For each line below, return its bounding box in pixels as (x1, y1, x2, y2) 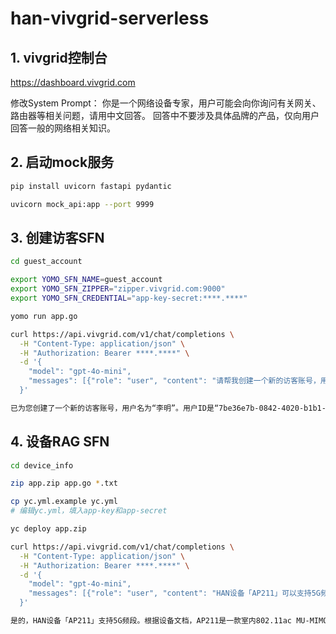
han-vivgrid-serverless (10, 7, 210, 30)
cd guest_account (10, 257, 83, 267)
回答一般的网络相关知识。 (10, 122, 116, 134)
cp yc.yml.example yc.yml (10, 497, 118, 507)
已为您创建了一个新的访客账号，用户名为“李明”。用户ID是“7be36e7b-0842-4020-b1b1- (10, 403, 327, 413)
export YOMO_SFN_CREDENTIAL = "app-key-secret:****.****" (10, 293, 248, 303)
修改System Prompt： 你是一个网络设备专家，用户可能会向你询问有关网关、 (10, 97, 322, 109)
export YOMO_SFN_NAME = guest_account (10, 275, 163, 285)
